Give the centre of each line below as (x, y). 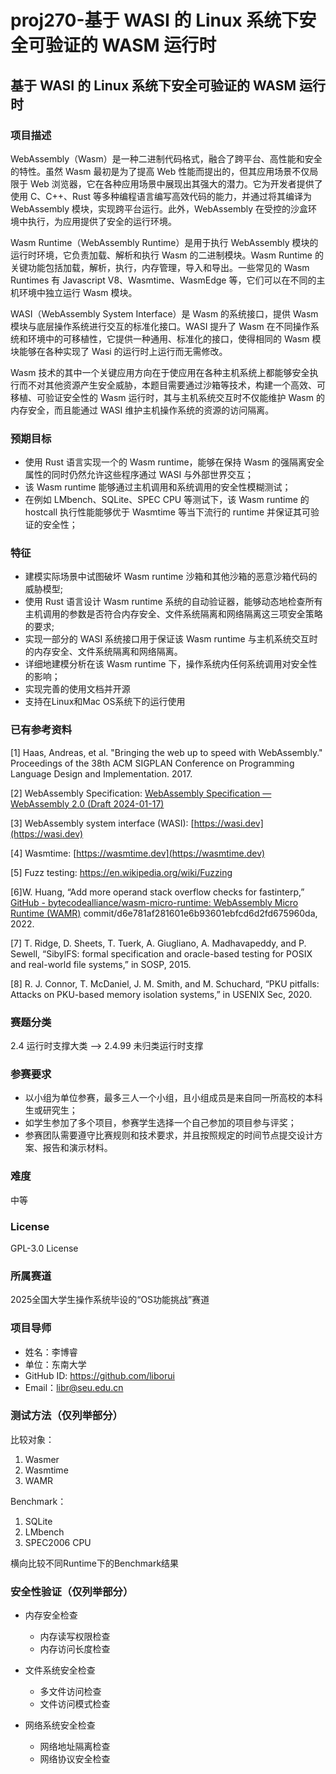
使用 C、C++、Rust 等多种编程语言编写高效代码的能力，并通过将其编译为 (161, 196)
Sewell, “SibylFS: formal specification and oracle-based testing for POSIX (161, 953)
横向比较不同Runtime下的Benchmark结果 (95, 1563)
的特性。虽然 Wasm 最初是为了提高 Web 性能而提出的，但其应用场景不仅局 (164, 171)
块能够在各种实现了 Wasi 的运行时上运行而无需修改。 (119, 351)
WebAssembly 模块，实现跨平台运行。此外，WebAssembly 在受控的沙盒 (159, 208)
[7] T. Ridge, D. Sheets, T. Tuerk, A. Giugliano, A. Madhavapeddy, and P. (158, 943)
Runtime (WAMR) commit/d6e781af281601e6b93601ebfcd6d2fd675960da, (164, 913)
